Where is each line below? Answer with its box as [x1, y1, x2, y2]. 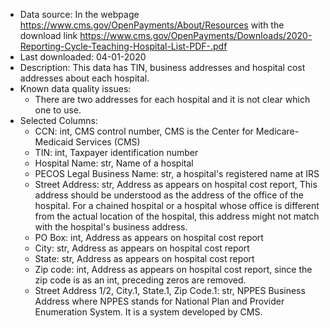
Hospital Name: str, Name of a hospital [34, 157, 194, 169]
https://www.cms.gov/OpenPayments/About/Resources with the [19, 19, 285, 31]
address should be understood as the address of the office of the [34, 189, 304, 201]
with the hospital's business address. [34, 221, 188, 233]
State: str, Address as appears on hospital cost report [34, 253, 255, 264]
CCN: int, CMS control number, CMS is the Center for [34, 125, 254, 137]
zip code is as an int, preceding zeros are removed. [34, 274, 247, 286]
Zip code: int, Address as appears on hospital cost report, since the [34, 264, 313, 275]
